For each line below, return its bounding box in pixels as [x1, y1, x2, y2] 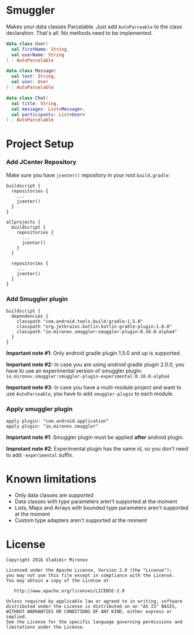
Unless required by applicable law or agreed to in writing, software [6, 598, 183, 604]
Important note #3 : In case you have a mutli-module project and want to [6, 384, 182, 391]
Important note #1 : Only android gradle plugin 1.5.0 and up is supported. [6, 350, 182, 357]
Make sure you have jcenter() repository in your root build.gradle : [6, 171, 170, 178]
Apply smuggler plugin [6, 405, 73, 413]
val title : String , [11, 100, 59, 106]
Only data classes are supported [14, 491, 94, 499]
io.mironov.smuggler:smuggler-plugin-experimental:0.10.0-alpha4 [6, 373, 169, 380]
